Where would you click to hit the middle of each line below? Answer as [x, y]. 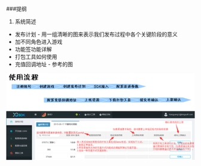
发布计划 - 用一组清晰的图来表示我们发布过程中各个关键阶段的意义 [96, 34]
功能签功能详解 [33, 49]
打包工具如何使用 [36, 57]
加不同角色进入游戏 [39, 42]
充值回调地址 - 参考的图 [44, 64]
